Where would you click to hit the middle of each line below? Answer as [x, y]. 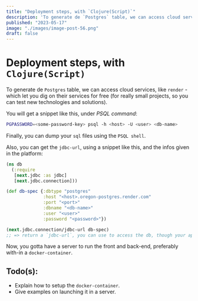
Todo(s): [22, 271]
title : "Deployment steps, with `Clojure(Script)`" [71, 12]
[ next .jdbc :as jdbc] [40, 175]
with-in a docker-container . [39, 253]
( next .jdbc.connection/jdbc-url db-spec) [58, 229]
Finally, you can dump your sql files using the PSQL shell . [76, 135]
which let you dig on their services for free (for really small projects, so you [97, 96]
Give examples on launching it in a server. [65, 292]
